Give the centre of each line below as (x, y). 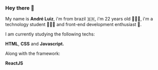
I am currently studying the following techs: (50, 34)
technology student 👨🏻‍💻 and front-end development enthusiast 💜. (73, 24)
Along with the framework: (33, 53)
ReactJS (14, 63)
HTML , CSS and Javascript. (35, 44)
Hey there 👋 (20, 8)
